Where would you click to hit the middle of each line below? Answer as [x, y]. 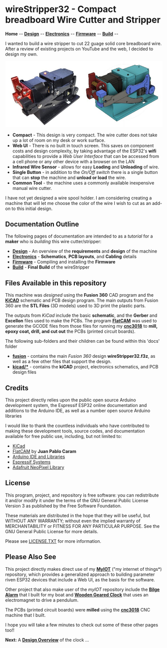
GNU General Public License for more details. [52, 531]
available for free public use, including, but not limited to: [64, 436]
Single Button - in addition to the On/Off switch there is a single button [85, 172]
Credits [17, 388]
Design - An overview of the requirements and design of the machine [85, 251]
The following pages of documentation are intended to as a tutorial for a [79, 236]
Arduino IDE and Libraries [39, 457]
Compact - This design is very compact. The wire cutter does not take [85, 135]
